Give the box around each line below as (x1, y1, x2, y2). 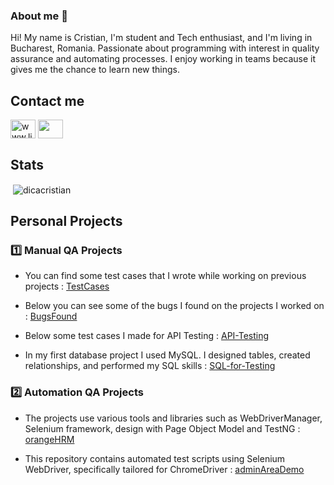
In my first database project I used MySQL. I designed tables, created (24, 349, 311, 361)
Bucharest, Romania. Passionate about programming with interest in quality (10, 42, 320, 54)
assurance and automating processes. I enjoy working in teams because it (10, 53, 317, 65)
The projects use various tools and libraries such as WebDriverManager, (24, 412, 323, 424)
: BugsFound (24, 310, 78, 323)
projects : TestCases (24, 280, 110, 293)
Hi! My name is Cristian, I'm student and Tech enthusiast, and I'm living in (10, 32, 313, 44)
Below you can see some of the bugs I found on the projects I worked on (24, 300, 325, 312)
